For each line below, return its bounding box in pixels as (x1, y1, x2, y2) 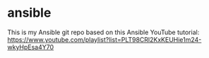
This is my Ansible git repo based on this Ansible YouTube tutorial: (7, 28, 200, 36)
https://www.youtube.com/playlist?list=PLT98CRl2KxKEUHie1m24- (7, 35, 202, 43)
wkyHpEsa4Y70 (7, 43, 54, 51)
